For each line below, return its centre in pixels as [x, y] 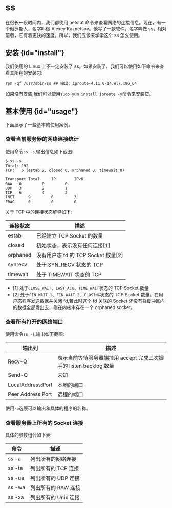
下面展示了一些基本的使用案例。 [39, 124]
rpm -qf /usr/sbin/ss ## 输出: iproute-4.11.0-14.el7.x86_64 [71, 83]
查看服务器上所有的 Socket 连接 [44, 423]
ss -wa [17, 487]
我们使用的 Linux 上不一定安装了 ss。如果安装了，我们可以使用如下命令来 [83, 66]
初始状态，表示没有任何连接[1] [73, 245]
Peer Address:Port [30, 394]
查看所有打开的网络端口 [34, 322]
